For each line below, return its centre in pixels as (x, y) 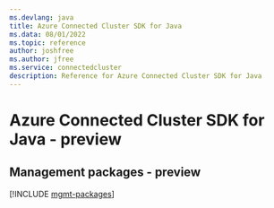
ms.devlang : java (42, 17)
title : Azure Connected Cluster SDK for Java (95, 26)
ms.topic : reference (48, 43)
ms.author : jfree (42, 59)
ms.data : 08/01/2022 (48, 34)
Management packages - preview (105, 173)
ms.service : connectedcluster (66, 68)
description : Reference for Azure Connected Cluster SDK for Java (136, 76)
